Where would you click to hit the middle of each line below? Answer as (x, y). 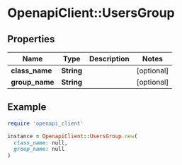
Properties (31, 39)
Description (109, 59)
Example (27, 107)
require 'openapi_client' (45, 123)
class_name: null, (41, 142)
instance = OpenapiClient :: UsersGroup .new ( (73, 136)
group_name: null (39, 149)
